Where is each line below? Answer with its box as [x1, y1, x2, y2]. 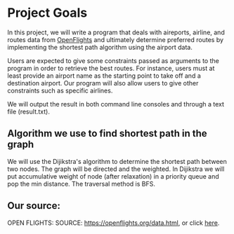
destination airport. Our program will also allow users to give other [7, 78, 199, 87]
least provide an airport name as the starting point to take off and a [7, 71, 202, 80]
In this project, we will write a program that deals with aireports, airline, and [7, 28, 225, 36]
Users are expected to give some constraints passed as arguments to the [7, 56, 219, 64]
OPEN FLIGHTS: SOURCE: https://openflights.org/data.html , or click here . [7, 219, 220, 227]
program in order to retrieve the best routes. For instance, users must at [7, 64, 215, 72]
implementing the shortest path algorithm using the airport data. [7, 43, 193, 51]
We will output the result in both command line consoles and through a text [7, 99, 225, 108]
